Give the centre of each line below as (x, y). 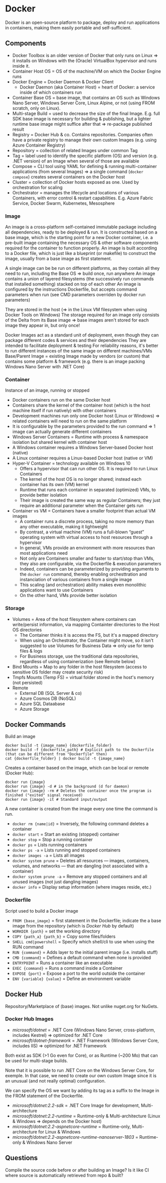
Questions (22, 1158)
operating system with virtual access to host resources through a (86, 537)
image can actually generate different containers (62, 432)
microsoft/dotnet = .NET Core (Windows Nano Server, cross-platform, (83, 1030)
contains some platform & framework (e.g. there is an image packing (75, 361)
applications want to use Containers (56, 590)
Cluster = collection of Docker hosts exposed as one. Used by (76, 182)
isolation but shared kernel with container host (60, 442)
